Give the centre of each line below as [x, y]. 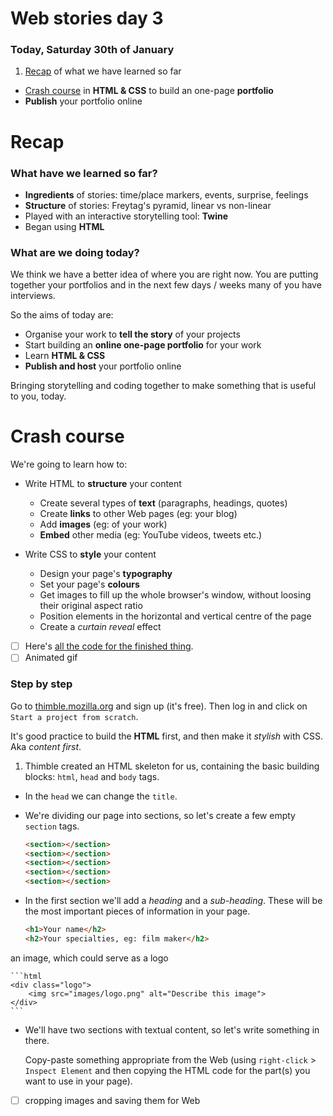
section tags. [52, 826]
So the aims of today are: [62, 315]
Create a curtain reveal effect [100, 627]
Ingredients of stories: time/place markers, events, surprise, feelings [166, 194]
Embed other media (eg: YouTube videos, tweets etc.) [151, 535]
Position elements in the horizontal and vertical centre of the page [175, 616]
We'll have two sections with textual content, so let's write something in [172, 1029]
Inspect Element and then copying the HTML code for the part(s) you [167, 1070]
